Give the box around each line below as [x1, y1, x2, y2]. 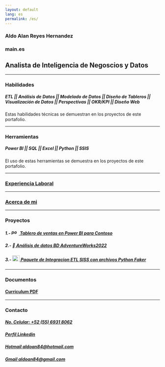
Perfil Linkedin [5, 332, 35, 337]
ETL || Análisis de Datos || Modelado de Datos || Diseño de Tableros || [5, 93, 151, 99]
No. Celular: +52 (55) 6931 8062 [5, 319, 73, 325]
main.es [5, 46, 25, 53]
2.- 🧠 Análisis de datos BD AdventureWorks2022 [5, 243, 107, 248]
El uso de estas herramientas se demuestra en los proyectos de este [5, 158, 144, 164]
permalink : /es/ [5, 16, 38, 21]
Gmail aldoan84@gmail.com [5, 356, 65, 362]
